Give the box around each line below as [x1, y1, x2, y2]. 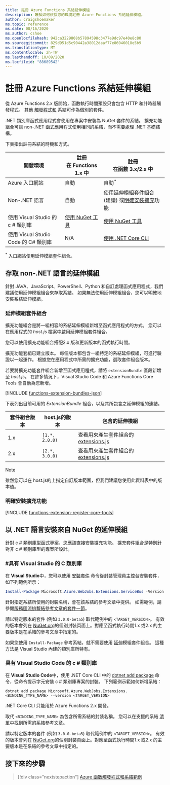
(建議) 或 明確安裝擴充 [103, 196, 155, 203]
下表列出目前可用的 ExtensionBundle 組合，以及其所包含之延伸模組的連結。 [5, 401, 163, 407]
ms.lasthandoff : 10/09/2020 [5, 54, 65, 60]
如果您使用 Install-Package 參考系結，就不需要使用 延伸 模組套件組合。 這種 [5, 639, 164, 646]
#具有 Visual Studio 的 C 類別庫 [5, 560, 82, 567]
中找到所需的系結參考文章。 [10, 720, 67, 726]
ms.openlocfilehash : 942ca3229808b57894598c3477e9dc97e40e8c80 [5, 36, 142, 41]
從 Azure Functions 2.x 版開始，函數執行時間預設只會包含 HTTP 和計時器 [5, 100, 157, 106]
